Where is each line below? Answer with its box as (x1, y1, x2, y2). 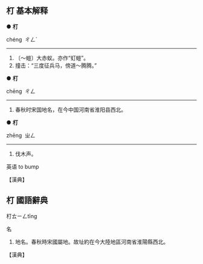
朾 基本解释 (6, 5, 48, 16)
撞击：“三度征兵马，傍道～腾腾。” (14, 62, 97, 69)
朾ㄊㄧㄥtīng (6, 212, 37, 219)
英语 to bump (6, 163, 39, 170)
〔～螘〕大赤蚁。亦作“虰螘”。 (14, 54, 89, 62)
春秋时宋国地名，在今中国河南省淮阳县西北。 (14, 106, 127, 113)
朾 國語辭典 (6, 195, 48, 205)
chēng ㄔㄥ (6, 87, 36, 95)
